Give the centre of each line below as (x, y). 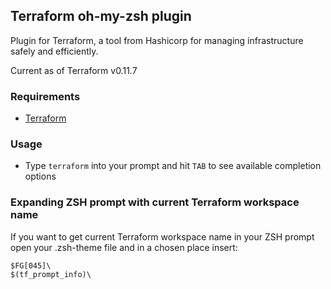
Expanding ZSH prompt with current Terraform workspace (155, 202)
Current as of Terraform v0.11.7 (74, 70)
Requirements (45, 96)
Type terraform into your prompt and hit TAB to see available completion (173, 166)
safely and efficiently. (54, 51)
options (40, 176)
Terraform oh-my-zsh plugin (101, 16)
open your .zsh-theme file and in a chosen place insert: (124, 247)
